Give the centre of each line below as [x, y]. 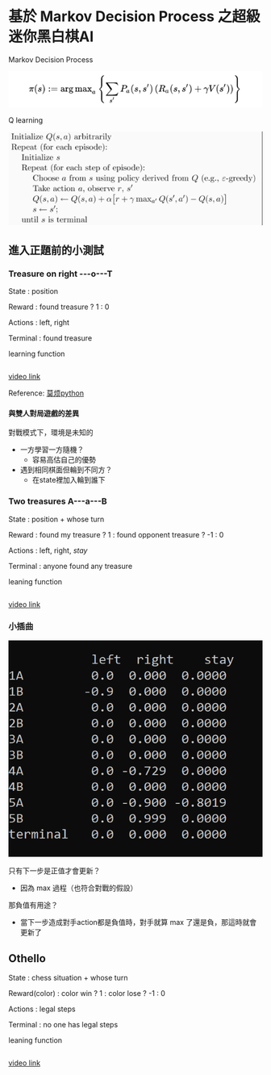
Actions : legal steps [42, 1009]
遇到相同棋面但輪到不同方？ [66, 470]
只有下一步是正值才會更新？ [54, 871]
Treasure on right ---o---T [60, 274]
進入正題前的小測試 [56, 250]
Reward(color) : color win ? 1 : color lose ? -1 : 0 [87, 993]
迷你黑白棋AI [51, 37]
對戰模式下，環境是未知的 [51, 433]
